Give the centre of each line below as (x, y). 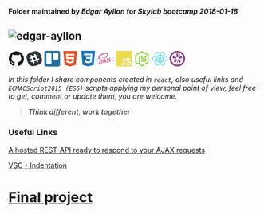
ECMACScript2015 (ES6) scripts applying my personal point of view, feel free (132, 88)
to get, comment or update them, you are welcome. (93, 96)
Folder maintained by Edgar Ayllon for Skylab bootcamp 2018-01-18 (123, 11)
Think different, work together (79, 112)
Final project (51, 197)
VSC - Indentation (38, 165)
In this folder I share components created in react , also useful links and (126, 80)
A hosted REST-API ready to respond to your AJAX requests (107, 150)
